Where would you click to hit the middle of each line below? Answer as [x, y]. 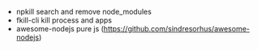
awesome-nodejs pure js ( [60, 29]
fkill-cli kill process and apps [64, 20]
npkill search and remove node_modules [84, 12]
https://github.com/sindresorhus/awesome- [176, 29]
